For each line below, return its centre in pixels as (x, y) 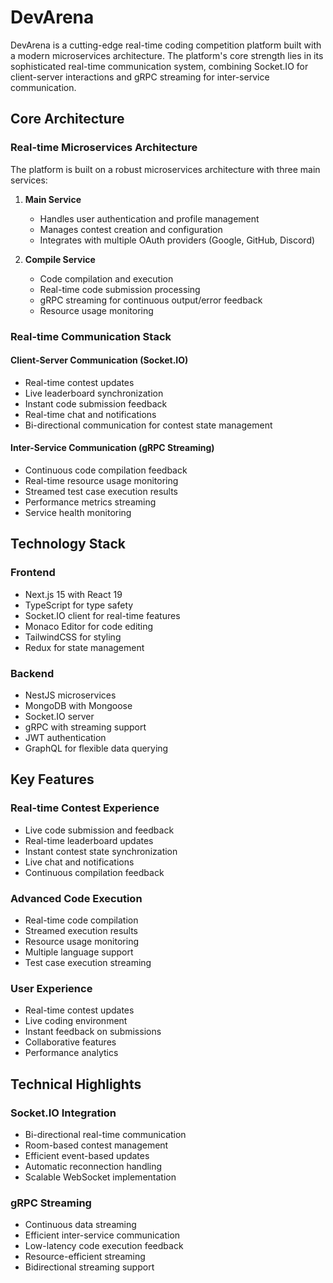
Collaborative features (70, 1042)
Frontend (33, 573)
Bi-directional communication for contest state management (148, 425)
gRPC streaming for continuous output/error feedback (151, 300)
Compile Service (60, 259)
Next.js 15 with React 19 (73, 594)
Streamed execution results (81, 930)
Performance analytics (71, 1053)
